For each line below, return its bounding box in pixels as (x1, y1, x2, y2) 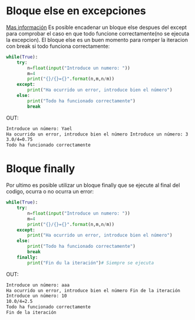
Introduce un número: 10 (6, 293, 67, 299)
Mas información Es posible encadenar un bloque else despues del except (6, 24, 187, 31)
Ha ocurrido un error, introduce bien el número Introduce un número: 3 (6, 131, 189, 137)
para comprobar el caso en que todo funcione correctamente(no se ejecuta (6, 30, 190, 37)
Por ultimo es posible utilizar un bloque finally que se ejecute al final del (6, 182, 180, 189)
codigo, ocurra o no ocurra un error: (6, 188, 94, 195)
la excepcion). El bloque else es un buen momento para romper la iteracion (6, 36, 189, 43)
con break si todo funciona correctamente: (6, 43, 110, 50)
